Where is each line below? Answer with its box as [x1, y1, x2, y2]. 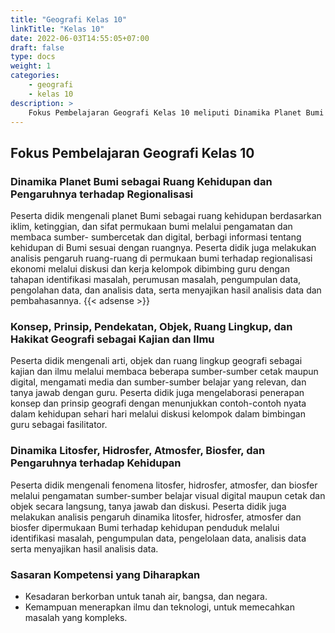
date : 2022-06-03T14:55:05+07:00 [10, 33, 150, 43]
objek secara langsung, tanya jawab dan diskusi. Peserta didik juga [10, 500, 287, 512]
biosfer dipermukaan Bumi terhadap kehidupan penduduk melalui [10, 521, 280, 533]
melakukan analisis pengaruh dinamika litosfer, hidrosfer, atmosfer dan [10, 511, 302, 523]
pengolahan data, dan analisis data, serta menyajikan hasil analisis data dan [10, 284, 322, 296]
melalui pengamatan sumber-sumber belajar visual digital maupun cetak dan [10, 489, 326, 501]
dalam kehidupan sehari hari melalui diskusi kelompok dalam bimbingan [10, 408, 306, 420]
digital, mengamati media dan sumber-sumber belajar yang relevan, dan [10, 376, 307, 388]
